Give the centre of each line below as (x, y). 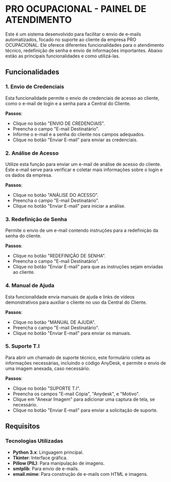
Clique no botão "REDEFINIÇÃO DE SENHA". (59, 256)
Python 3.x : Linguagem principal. (48, 452)
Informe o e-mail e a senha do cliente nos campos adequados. (79, 134)
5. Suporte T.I (23, 346)
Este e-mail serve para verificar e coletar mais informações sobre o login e (84, 170)
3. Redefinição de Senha (36, 219)
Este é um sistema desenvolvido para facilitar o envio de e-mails (73, 34)
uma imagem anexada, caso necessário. (48, 368)
